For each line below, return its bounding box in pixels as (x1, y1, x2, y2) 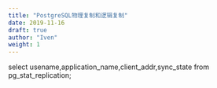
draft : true (8, 26, 47, 34)
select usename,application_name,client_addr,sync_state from (8, 62, 210, 71)
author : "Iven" (8, 33, 58, 42)
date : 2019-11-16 (8, 19, 65, 27)
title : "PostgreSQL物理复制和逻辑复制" (8, 11, 128, 20)
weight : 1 (8, 41, 41, 49)
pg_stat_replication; (8, 71, 72, 80)
